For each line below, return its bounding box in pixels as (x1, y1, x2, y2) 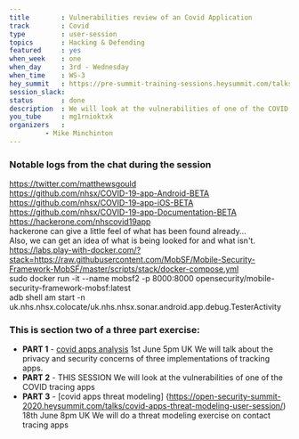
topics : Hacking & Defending (9, 37, 145, 47)
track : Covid (9, 21, 90, 30)
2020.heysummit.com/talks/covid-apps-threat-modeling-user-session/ (21, 401, 284, 411)
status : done (9, 95, 86, 105)
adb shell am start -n (9, 292, 86, 303)
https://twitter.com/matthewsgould (9, 179, 137, 190)
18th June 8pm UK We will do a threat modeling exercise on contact (21, 411, 271, 421)
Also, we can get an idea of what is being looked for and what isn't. (9, 235, 256, 246)
